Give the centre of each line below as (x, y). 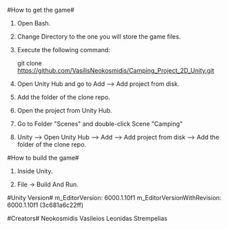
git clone (30, 63)
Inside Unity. (35, 171)
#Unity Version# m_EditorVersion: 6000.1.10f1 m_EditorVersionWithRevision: (114, 198)
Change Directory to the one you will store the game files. (99, 36)
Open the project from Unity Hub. (64, 110)
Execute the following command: (63, 50)
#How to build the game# (43, 158)
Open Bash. (34, 23)
